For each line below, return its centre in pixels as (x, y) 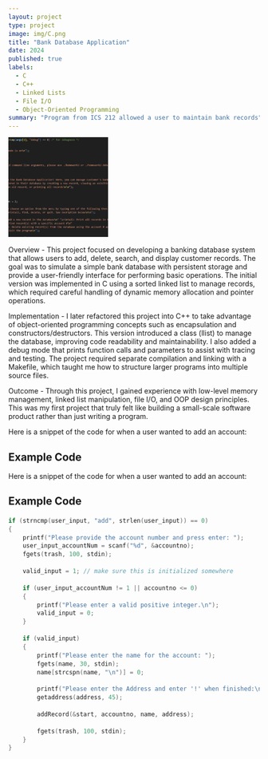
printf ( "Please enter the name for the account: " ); (126, 655)
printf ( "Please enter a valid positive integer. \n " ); (128, 605)
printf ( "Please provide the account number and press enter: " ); (134, 538)
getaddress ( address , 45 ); (80, 698)
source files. (29, 376)
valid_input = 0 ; (65, 613)
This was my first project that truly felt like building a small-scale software (130, 408)
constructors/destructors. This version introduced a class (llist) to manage (130, 333)
